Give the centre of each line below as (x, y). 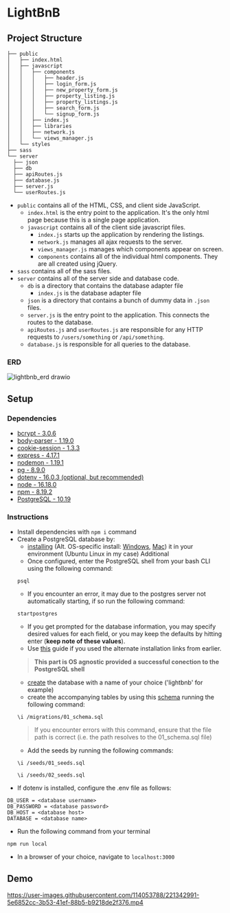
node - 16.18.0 (37, 484)
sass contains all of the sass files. (64, 271)
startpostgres (37, 614)
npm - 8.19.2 (35, 492)
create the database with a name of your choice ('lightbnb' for (115, 682)
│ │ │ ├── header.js (46, 78)
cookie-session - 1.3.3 (48, 448)
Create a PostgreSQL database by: (66, 539)
